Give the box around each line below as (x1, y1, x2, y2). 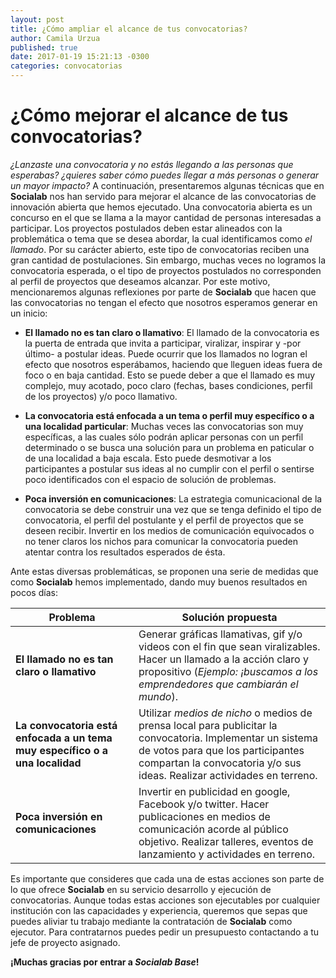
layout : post (10, 14, 65, 25)
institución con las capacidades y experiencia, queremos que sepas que (10, 904, 308, 916)
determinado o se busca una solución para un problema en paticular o (24, 441, 315, 453)
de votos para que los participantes (138, 743, 305, 757)
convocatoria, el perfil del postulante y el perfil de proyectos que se (24, 514, 304, 526)
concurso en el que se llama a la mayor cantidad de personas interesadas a (10, 211, 322, 223)
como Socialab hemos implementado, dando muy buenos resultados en (10, 576, 308, 588)
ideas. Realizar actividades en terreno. (138, 768, 318, 782)
